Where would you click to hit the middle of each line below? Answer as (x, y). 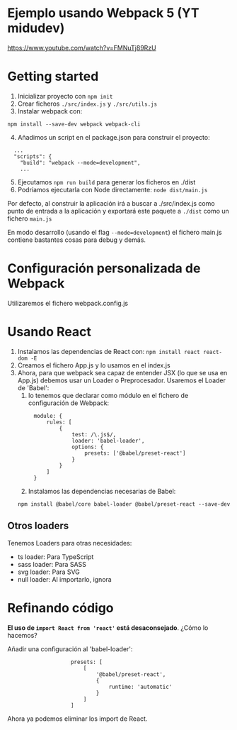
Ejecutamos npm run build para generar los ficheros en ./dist (106, 182)
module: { (48, 416)
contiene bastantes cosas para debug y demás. (77, 240)
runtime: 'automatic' (140, 687)
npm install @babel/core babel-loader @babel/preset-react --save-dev (124, 504)
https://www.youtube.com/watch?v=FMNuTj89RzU (82, 48)
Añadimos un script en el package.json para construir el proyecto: (114, 137)
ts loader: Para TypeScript (56, 557)
